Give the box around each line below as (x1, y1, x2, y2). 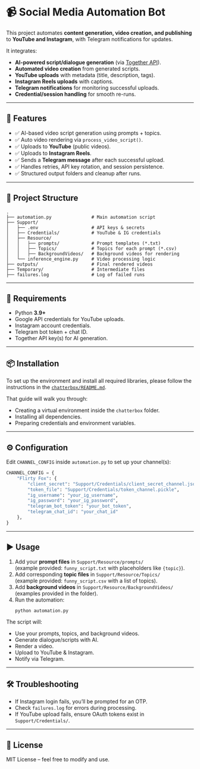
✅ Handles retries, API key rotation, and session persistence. (14, 163, 164, 170)
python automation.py (14, 608, 68, 614)
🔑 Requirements (6, 293, 67, 303)
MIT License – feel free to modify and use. (6, 756, 110, 763)
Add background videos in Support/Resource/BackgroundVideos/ (14, 583, 174, 590)
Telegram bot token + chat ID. (14, 328, 88, 335)
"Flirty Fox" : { (17, 475, 58, 481)
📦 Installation (6, 358, 60, 368)
